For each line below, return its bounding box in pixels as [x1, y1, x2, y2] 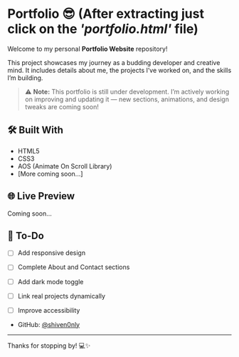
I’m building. [7, 74, 43, 82]
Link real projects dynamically [17, 291, 105, 300]
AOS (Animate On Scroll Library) [17, 161, 112, 170]
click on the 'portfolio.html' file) [7, 21, 199, 37]
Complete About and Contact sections [17, 263, 130, 271]
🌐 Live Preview [7, 190, 75, 202]
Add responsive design [17, 248, 86, 257]
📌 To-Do [7, 229, 44, 241]
